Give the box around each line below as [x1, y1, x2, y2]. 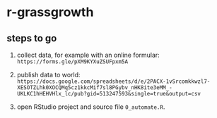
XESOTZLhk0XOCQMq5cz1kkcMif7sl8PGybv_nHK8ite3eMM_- [16, 84, 172, 91]
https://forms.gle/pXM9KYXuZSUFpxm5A [16, 58, 129, 65]
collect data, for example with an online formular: [16, 51, 160, 59]
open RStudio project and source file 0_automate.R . [16, 103, 165, 111]
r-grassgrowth [6, 4, 94, 20]
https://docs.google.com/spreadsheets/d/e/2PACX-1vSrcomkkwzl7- [16, 78, 211, 85]
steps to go [6, 32, 57, 44]
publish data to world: [16, 71, 81, 79]
